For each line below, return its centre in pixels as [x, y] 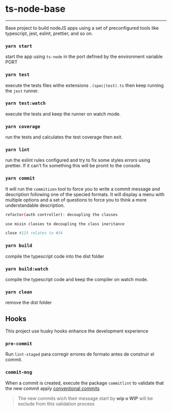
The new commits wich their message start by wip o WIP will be [85, 398]
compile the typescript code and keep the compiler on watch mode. [77, 279]
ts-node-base [35, 9]
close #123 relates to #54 [34, 233]
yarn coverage [23, 126]
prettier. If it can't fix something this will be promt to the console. [73, 166]
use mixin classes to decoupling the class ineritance [65, 224]
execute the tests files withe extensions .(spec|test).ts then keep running [84, 85]
